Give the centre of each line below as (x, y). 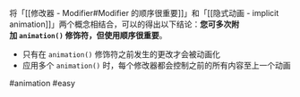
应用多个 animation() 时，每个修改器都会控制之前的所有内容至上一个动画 (156, 65)
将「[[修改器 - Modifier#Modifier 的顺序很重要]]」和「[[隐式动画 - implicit (144, 13)
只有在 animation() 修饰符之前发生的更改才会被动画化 (121, 54)
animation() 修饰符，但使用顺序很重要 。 (93, 35)
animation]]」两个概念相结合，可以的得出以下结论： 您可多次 (120, 24)
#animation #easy (43, 83)
